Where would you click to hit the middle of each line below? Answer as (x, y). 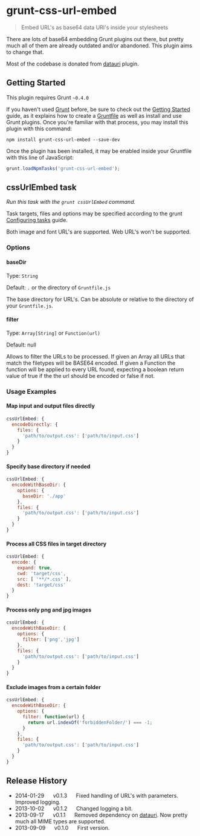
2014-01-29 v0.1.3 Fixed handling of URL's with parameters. (96, 795)
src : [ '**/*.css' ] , (44, 579)
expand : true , (35, 568)
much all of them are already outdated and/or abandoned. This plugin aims (99, 46)
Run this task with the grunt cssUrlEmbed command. (71, 202)
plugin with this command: (39, 129)
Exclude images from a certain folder (53, 687)
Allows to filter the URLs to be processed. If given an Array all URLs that (96, 356)
